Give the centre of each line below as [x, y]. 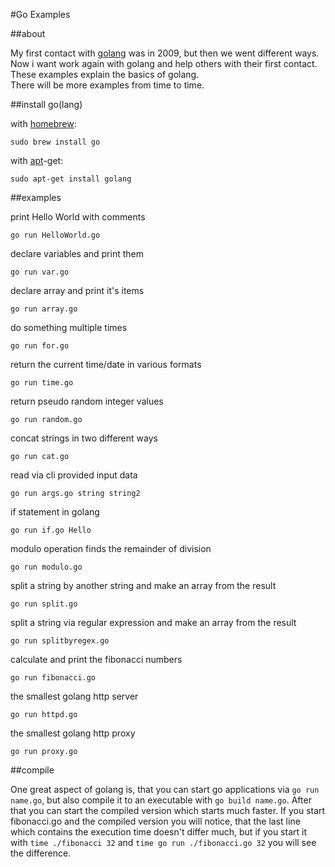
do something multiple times [69, 327]
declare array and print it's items [77, 290]
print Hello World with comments [78, 217]
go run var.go [40, 272]
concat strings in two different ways [84, 438]
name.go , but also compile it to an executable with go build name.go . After [161, 800]
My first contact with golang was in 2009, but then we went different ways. [165, 53]
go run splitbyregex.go [60, 641]
